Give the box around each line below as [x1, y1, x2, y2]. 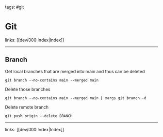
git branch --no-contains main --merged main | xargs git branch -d [5, 95, 147, 101]
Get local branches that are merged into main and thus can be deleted [5, 68, 145, 74]
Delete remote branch [5, 104, 49, 110]
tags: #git [5, 4, 24, 10]
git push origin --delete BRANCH [5, 113, 73, 118]
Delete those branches [5, 86, 50, 92]
